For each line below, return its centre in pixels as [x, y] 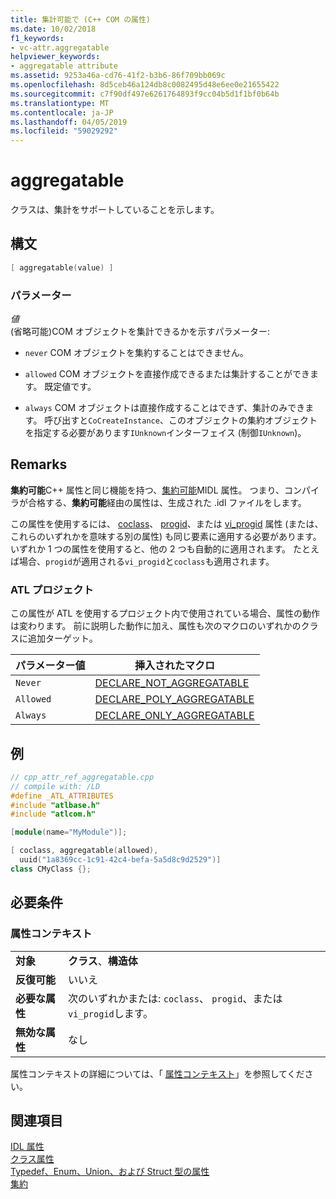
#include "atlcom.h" [53, 814]
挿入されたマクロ [175, 666]
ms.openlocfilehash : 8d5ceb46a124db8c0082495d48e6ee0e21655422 [145, 85]
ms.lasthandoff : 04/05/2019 [69, 122]
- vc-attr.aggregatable [60, 47]
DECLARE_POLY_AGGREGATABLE [174, 699]
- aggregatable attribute [64, 66]
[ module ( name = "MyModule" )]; [69, 832]
